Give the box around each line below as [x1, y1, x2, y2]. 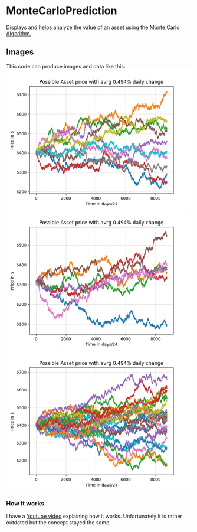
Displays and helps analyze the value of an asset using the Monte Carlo [6, 24, 180, 31]
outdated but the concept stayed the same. [6, 519, 111, 526]
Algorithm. [6, 30, 31, 37]
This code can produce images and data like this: [6, 63, 126, 70]
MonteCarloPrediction [6, 4, 117, 18]
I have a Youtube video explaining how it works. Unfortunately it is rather [6, 513, 183, 520]
